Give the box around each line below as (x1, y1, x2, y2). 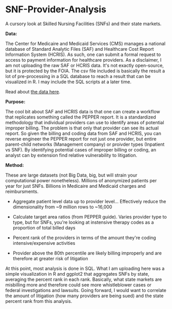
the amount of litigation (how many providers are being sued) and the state (5, 293, 164, 299)
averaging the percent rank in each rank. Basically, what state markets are (5, 276, 162, 282)
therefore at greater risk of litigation (12, 255, 88, 261)
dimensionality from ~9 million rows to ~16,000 (12, 204, 112, 210)
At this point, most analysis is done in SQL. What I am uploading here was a (5, 265, 165, 272)
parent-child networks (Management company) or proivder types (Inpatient (5, 141, 165, 147)
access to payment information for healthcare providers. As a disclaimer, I (5, 56, 162, 63)
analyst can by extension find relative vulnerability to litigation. (5, 152, 138, 158)
